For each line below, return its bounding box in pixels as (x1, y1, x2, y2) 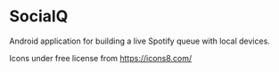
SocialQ (9, 6, 69, 27)
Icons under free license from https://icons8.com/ (9, 52, 193, 63)
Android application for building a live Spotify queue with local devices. (9, 36, 270, 46)
